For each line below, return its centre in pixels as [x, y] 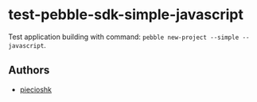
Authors [29, 71]
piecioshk [36, 89]
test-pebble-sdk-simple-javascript [126, 15]
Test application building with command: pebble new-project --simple [124, 37]
